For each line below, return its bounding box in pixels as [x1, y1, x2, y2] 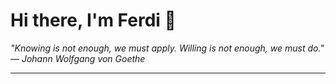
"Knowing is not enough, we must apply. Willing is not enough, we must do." [10, 42, 325, 54]
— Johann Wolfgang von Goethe [10, 52, 146, 64]
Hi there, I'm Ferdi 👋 [10, 9, 177, 32]
